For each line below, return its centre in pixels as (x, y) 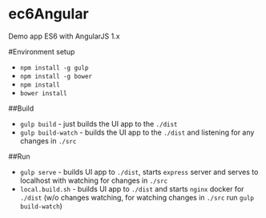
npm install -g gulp (54, 68)
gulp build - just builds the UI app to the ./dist (99, 123)
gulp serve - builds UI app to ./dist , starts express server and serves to (139, 172)
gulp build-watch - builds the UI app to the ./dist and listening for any (137, 132)
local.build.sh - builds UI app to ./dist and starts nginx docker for (132, 188)
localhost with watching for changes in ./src (94, 180)
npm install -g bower (56, 76)
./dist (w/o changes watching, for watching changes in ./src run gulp (137, 197)
